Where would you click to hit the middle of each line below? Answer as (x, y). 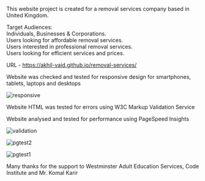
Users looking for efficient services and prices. (65, 53)
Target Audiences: (30, 27)
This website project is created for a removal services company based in (98, 9)
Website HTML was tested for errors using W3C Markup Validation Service (101, 107)
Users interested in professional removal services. (69, 46)
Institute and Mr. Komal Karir (42, 173)
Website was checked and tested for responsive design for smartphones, (99, 77)
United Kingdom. (28, 15)
